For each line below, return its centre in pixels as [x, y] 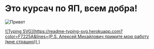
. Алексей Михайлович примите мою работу [103, 36]
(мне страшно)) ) [23, 41]
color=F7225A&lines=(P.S [31, 36]
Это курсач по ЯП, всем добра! [71, 8]
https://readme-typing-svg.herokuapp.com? [78, 31]
